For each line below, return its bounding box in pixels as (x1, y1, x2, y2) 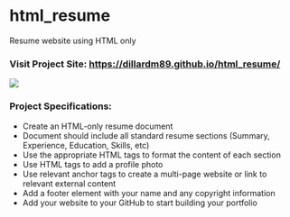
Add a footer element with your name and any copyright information (22, 187, 276, 198)
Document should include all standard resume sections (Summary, (22, 130, 271, 140)
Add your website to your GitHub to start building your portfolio (22, 197, 257, 208)
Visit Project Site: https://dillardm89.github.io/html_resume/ (9, 58, 281, 70)
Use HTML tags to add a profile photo (22, 158, 164, 169)
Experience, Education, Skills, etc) (22, 140, 150, 150)
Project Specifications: (9, 100, 113, 113)
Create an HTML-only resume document (22, 121, 173, 131)
